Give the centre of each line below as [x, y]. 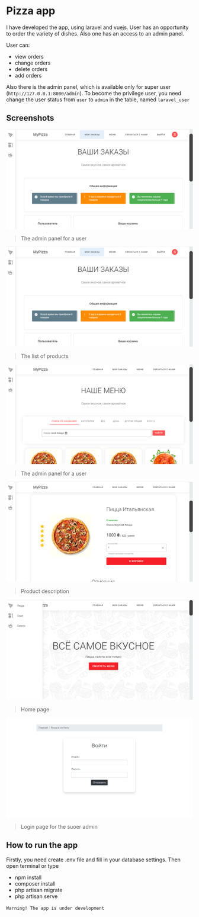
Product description [45, 591]
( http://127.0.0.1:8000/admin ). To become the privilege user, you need [94, 93]
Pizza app [31, 11]
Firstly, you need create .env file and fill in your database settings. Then [93, 860]
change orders [33, 63]
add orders [28, 75]
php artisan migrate [38, 890]
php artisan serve [36, 896]
